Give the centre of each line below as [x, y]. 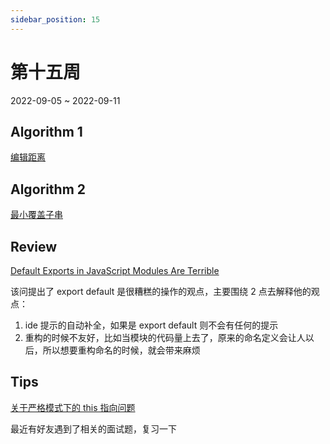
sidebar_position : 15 [55, 19]
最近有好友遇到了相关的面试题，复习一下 [93, 428]
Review [34, 246]
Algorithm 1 [46, 131]
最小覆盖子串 [36, 215]
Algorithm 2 [48, 189]
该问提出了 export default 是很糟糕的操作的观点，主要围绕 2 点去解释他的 [161, 291]
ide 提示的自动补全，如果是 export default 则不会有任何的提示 [151, 325]
